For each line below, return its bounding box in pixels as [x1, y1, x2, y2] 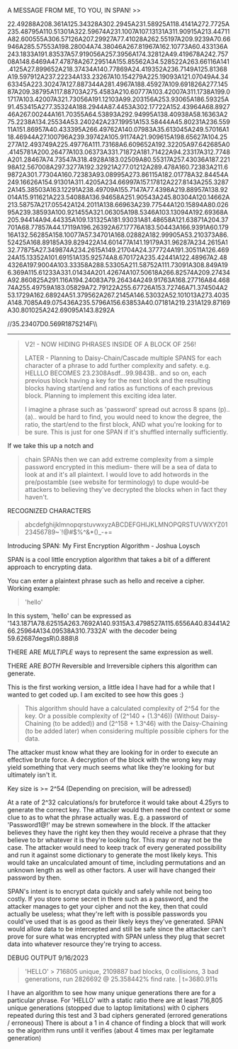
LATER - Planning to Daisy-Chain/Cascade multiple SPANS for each [24, 354, 222, 362]
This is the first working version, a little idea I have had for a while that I [7, 683, 215, 691]
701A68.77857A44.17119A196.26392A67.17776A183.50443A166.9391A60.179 [7, 223, 229, 231]
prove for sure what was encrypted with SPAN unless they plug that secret [7, 932, 225, 941]
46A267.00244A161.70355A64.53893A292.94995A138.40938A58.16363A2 [7, 110, 228, 118]
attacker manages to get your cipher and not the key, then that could [7, 902, 208, 910]
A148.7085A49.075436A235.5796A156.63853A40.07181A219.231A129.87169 [7, 298, 231, 307]
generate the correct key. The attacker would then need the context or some [7, 806, 231, 814]
